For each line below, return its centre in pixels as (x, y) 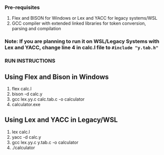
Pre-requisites (22, 7)
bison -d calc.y (27, 94)
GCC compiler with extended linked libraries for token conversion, (79, 23)
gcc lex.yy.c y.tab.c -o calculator (45, 142)
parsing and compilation (36, 29)
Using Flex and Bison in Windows (57, 77)
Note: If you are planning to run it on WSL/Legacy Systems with (82, 41)
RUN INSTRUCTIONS (30, 61)
